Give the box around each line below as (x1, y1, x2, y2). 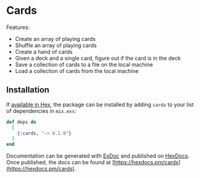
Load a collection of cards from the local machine (15, 67, 139, 74)
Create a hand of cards (15, 48, 73, 55)
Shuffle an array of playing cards (15, 42, 97, 49)
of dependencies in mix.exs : (6, 107, 77, 115)
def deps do (6, 119, 36, 125)
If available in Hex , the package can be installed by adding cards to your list (6, 101, 195, 108)
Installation (6, 85, 50, 95)
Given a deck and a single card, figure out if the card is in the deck (15, 54, 181, 62)
